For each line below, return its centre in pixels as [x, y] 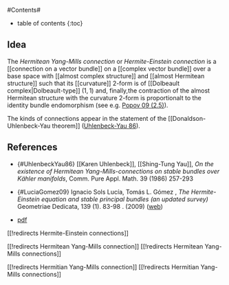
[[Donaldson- [187, 118]
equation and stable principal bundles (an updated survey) [124, 199]
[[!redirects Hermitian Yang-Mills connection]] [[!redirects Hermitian [103, 266]
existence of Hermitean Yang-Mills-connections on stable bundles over [118, 171]
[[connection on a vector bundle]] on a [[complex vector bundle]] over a [109, 69]
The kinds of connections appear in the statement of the [87, 118]
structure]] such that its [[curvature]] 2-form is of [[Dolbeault [94, 83]
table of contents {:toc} [50, 23]
